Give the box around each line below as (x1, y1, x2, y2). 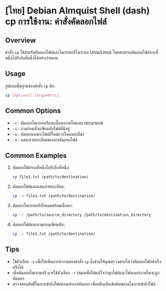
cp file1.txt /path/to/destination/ (12, 174, 89, 179)
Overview (5, 36, 36, 44)
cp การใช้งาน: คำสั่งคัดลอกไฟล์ (5, 16, 107, 27)
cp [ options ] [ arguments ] (5, 93, 59, 98)
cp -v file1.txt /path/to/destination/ (12, 193, 96, 199)
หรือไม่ (12, 264, 24, 270)
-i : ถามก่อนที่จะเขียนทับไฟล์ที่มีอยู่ (12, 125, 70, 132)
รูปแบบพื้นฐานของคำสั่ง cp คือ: (5, 83, 56, 89)
